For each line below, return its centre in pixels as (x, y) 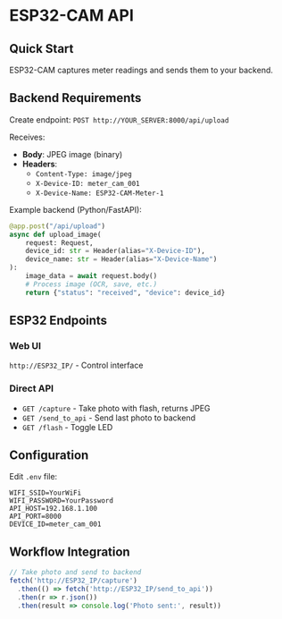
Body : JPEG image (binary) (72, 154)
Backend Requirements (75, 98)
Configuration (49, 456)
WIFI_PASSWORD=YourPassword (62, 501)
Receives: (27, 137)
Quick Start (41, 49)
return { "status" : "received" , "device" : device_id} (125, 293)
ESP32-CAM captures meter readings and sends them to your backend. (141, 70)
